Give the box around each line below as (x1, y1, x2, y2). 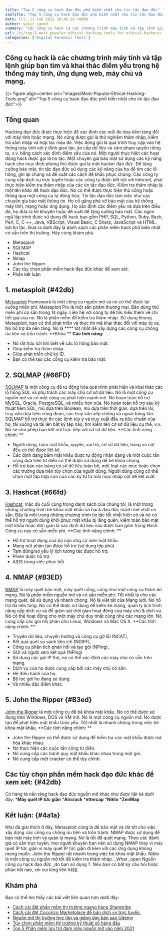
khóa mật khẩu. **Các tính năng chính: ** (5, 725, 92, 731)
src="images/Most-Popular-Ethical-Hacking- (53, 90, 146, 96)
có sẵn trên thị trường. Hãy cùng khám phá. (5, 229, 94, 235)
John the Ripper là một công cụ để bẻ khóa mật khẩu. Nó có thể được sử (5, 709, 155, 715)
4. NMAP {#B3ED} (5, 573, 63, 582)
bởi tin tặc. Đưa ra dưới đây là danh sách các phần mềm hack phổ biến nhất (5, 224, 161, 230)
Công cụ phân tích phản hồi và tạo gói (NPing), (12, 644, 109, 650)
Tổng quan (5, 115, 39, 124)
